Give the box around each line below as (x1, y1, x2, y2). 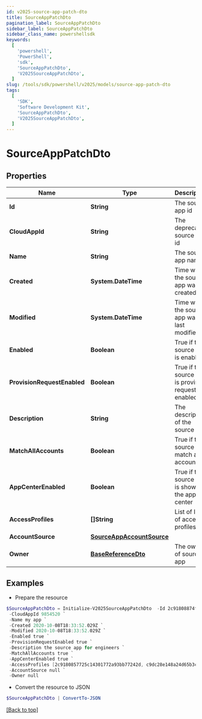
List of (174, 507, 192, 516)
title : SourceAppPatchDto (6, 14, 71, 20)
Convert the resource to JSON (14, 683, 90, 691)
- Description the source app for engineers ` (8, 645, 125, 651)
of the (174, 418, 191, 427)
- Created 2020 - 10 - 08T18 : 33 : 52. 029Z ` (8, 622, 103, 629)
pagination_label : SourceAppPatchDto (6, 20, 101, 26)
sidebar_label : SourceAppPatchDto (6, 25, 93, 32)
